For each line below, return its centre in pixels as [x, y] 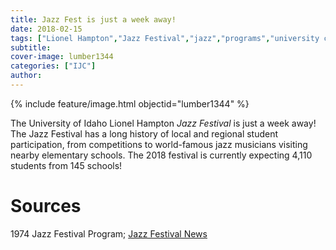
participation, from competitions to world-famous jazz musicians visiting [159, 144]
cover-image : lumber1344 [62, 57]
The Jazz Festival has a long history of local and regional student [144, 133]
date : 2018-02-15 [46, 29]
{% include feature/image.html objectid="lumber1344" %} [130, 103]
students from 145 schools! [66, 165]
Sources [46, 206]
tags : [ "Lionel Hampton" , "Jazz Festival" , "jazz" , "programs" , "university [165, 38]
